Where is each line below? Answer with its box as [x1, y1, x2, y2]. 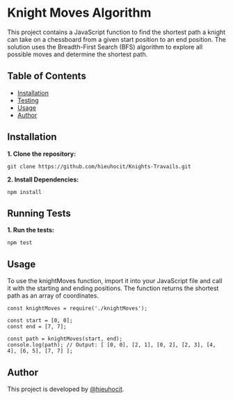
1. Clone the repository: [7, 150, 77, 158]
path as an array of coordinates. [7, 291, 99, 300]
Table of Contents [7, 70, 87, 82]
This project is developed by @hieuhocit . [7, 385, 124, 393]
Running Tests [7, 207, 71, 219]
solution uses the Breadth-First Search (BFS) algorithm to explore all [7, 42, 203, 51]
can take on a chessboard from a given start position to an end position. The [7, 35, 226, 43]
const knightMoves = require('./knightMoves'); [7, 305, 148, 312]
